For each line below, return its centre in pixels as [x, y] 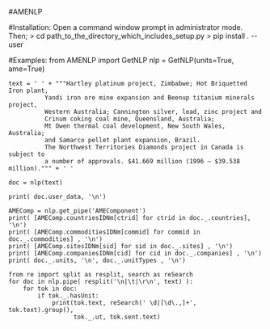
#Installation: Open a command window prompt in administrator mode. [126, 27]
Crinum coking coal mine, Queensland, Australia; [130, 119]
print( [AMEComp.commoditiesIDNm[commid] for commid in [104, 232]
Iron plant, [28, 91]
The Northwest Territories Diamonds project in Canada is [144, 147]
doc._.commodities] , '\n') [56, 239]
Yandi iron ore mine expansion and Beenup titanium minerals [149, 98]
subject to [27, 154]
